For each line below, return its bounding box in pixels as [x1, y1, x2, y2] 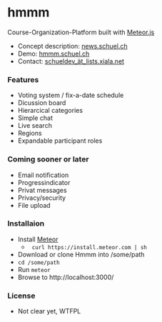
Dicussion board [17, 99, 66, 107]
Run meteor [17, 265, 51, 273]
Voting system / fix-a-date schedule [17, 91, 124, 100]
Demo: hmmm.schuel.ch [17, 49, 90, 58]
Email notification [17, 171, 69, 179]
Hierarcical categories [17, 106, 83, 115]
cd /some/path [17, 258, 60, 266]
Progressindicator [17, 178, 71, 186]
